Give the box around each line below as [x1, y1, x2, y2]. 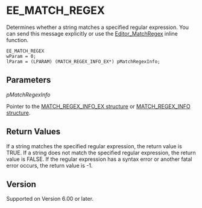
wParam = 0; [6, 53, 36, 59]
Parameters [6, 75, 51, 85]
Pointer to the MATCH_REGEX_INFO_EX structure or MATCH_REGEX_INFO [6, 102, 191, 110]
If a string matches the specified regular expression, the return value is [6, 142, 182, 150]
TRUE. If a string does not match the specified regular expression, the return [6, 149, 196, 156]
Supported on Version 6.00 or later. [6, 195, 94, 203]
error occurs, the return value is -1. [6, 162, 93, 169]
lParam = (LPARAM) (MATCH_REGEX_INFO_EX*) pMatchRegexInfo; [6, 58, 161, 65]
